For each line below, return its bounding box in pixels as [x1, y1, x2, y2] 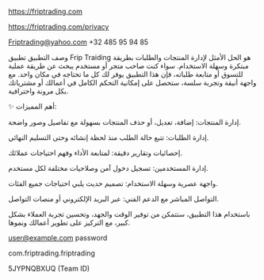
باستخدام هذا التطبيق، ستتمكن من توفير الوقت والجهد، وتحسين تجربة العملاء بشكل [8, 210, 251, 218]
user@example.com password [8, 233, 108, 242]
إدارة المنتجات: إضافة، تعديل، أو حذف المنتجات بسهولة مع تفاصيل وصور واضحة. [8, 118, 242, 127]
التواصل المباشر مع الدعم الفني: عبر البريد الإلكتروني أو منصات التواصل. [8, 194, 220, 203]
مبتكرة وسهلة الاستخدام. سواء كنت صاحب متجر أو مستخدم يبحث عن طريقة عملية [8, 61, 249, 70]
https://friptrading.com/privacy [8, 22, 109, 31]
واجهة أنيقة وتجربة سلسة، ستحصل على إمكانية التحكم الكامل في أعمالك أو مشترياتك [8, 78, 257, 87]
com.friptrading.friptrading [8, 248, 95, 258]
